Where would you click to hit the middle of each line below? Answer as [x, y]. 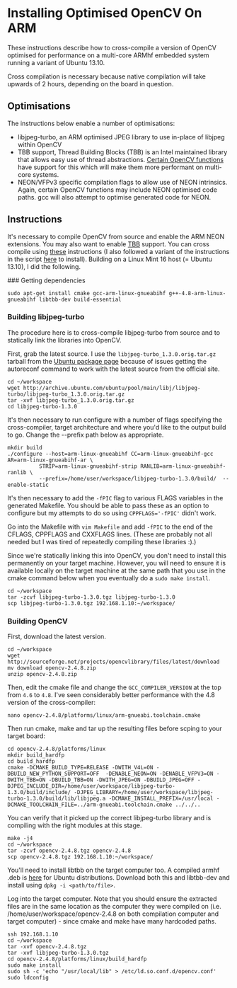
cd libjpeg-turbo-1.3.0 [42, 406]
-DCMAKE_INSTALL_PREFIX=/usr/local [161, 799]
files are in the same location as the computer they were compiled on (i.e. [114, 907]
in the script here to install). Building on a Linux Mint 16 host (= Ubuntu [110, 259]
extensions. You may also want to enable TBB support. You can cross [109, 244]
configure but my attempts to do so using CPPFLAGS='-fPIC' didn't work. [112, 513]
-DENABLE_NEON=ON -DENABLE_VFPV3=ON [159, 774]
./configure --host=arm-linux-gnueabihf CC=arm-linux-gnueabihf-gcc [110, 454]
